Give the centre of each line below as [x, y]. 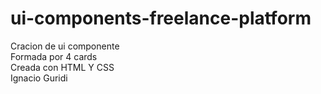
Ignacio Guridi [39, 78]
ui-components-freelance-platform [161, 18]
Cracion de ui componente [65, 46]
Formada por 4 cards [54, 56]
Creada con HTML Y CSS [62, 67]
